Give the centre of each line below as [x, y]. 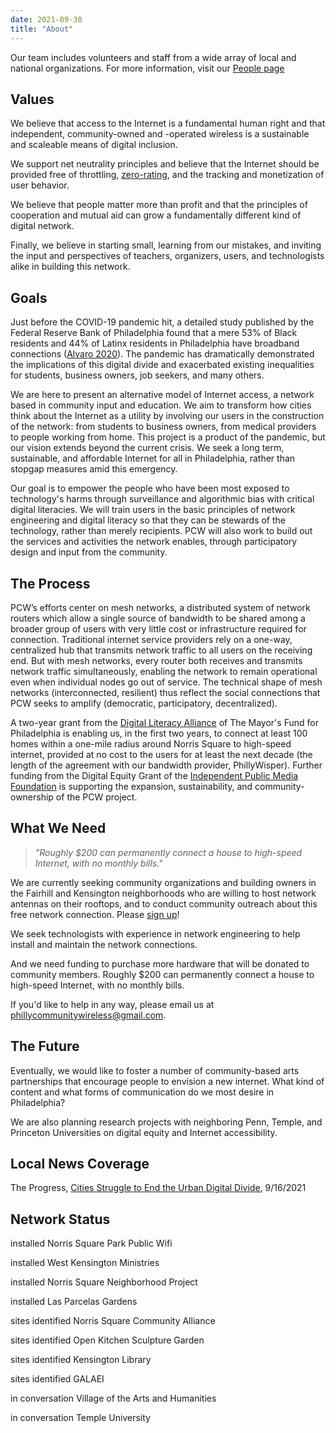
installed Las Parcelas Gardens [74, 1302]
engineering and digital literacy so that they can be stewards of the [148, 520]
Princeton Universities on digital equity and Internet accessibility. [144, 1132]
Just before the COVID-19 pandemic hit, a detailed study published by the [162, 322]
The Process [50, 583]
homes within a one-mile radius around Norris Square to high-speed [151, 743]
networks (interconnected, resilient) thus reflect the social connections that [165, 692]
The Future [45, 1046]
